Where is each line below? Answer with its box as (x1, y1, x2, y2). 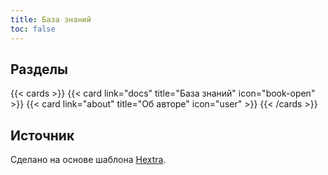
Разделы (10, 61, 69, 78)
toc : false (10, 24, 56, 34)
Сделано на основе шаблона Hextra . (10, 154, 167, 166)
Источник (10, 127, 75, 144)
